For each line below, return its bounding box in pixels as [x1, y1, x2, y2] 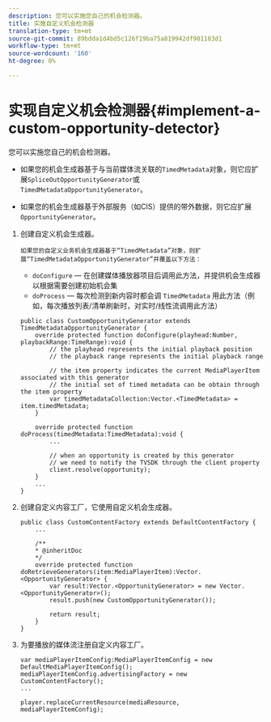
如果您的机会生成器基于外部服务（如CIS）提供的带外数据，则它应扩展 [19, 202, 252, 211]
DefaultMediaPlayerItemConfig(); [19, 663, 133, 671]
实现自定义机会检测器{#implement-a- [8, 102, 261, 120]
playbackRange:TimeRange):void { [19, 338, 133, 346]
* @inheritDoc [35, 546, 83, 554]
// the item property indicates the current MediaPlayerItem [49, 366, 260, 375]
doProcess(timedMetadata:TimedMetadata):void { [19, 430, 184, 438]
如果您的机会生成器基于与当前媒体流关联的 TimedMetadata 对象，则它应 [19, 164, 252, 174]
